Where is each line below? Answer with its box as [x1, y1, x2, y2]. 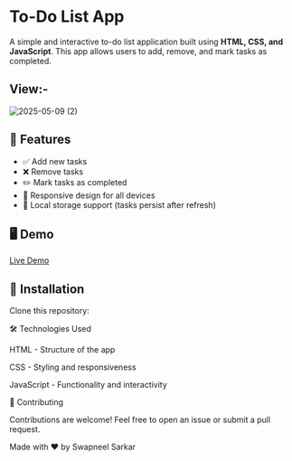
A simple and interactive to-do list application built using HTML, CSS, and [9, 36, 284, 47]
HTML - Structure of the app [9, 344, 116, 355]
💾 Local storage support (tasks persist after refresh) [22, 199, 217, 210]
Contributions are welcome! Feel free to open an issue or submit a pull [9, 414, 271, 426]
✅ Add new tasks [22, 155, 88, 166]
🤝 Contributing [9, 397, 64, 408]
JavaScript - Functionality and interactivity [9, 380, 167, 390]
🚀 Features [9, 132, 71, 147]
